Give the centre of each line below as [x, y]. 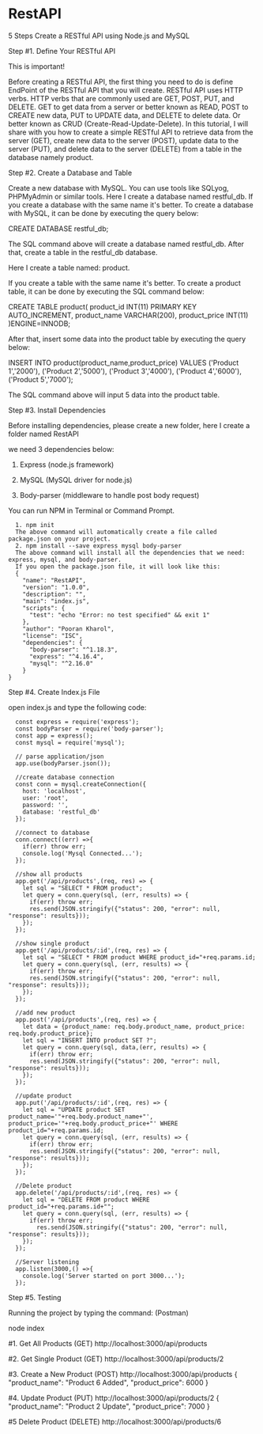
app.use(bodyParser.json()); [63, 763]
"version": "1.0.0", [56, 587]
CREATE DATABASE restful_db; [58, 228]
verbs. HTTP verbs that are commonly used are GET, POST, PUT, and [121, 98]
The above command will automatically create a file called [116, 532]
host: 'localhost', [54, 791]
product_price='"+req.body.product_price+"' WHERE [93, 1123]
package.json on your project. [60, 539]
